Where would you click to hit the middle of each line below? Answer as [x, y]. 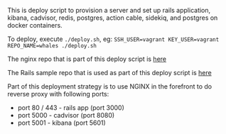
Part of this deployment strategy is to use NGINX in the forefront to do [110, 86]
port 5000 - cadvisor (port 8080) [66, 115]
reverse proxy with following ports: [58, 94]
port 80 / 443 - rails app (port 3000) [71, 108]
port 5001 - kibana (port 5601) [62, 123]
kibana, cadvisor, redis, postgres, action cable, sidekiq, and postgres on [113, 18]
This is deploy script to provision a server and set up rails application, [109, 10]
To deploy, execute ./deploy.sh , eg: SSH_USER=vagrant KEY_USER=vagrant [113, 39]
